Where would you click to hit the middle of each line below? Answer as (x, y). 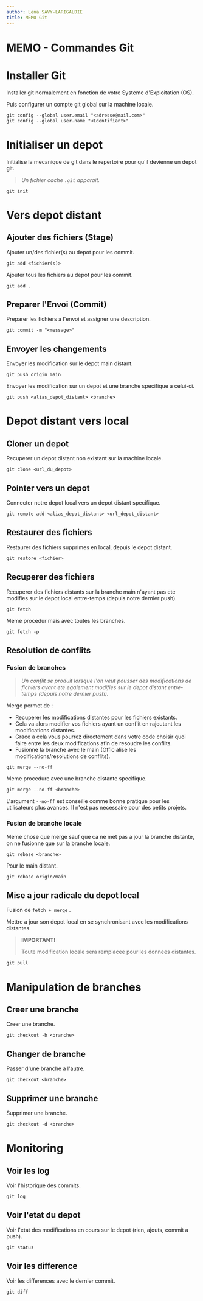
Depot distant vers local (68, 421)
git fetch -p (23, 632)
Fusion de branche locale (44, 824)
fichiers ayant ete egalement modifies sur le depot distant (94, 687)
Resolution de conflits (49, 650)
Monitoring (35, 1148)
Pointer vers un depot (48, 488)
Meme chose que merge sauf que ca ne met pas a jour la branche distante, (100, 836)
